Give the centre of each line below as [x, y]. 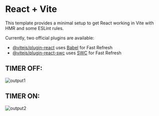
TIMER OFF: [24, 68]
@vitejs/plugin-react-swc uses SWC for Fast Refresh [67, 53]
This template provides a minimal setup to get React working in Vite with [79, 23]
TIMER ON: [22, 96]
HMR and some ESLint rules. [34, 28]
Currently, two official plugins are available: [50, 38]
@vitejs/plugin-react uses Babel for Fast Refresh [62, 47]
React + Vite [31, 9]
